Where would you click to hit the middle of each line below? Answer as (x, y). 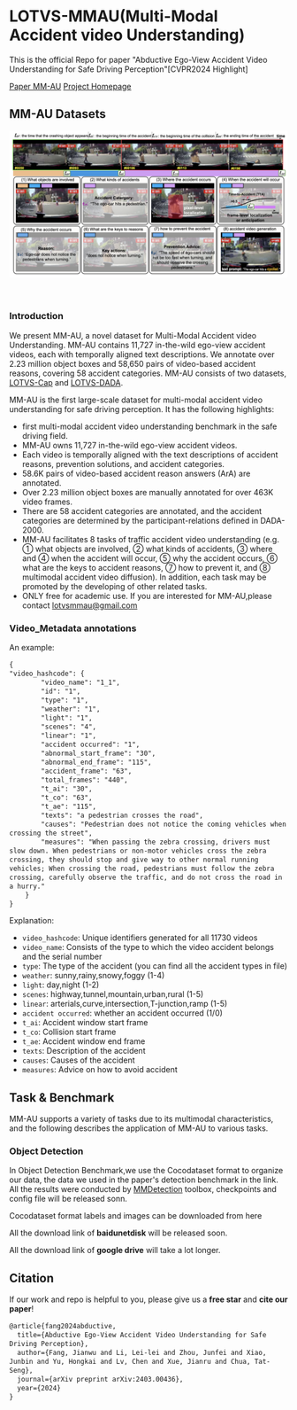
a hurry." (27, 887)
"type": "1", (65, 701)
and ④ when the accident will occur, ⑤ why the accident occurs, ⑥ (150, 558)
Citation (32, 1278)
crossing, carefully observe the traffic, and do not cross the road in (146, 878)
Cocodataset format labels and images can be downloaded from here (136, 1216)
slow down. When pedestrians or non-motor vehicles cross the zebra (138, 851)
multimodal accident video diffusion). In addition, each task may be (144, 577)
